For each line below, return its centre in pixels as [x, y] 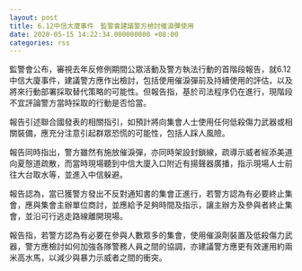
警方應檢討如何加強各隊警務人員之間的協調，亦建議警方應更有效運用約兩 [159, 247]
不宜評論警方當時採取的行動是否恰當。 [80, 103]
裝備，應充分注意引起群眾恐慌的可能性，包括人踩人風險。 [123, 133]
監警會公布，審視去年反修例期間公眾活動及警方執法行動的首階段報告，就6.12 [151, 69]
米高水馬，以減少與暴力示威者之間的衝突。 [88, 258]
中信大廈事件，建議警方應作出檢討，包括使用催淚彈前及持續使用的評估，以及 [151, 81]
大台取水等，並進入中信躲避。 [72, 175]
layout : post [34, 17]
